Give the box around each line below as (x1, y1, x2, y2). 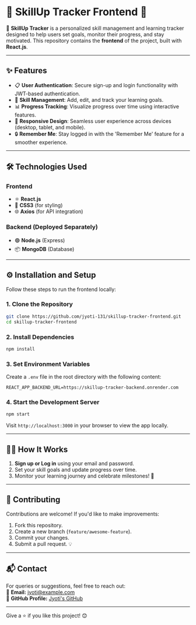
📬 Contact (6, 564, 47, 574)
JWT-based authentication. (14, 90, 80, 97)
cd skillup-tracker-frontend (6, 319, 77, 325)
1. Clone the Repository (6, 300, 73, 308)
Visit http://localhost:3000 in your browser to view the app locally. (6, 422, 169, 429)
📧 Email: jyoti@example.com (6, 588, 75, 596)
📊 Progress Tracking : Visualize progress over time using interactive (14, 102, 180, 110)
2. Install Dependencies (6, 333, 75, 341)
